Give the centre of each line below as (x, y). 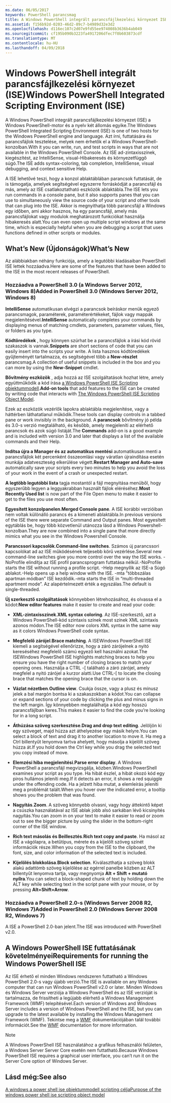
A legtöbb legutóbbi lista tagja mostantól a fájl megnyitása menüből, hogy (83, 483)
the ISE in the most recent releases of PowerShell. (58, 272)
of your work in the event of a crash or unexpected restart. (67, 473)
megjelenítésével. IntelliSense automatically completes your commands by (83, 320)
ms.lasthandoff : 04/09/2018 (35, 48)
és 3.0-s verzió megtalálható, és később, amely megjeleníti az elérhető (79, 425)
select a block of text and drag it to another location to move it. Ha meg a (89, 736)
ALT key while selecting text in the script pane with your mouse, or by (85, 884)
